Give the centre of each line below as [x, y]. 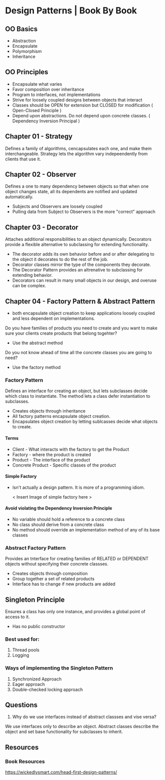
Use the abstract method [37, 343]
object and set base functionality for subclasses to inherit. [64, 732]
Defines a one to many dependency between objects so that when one [77, 186]
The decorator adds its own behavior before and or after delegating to [83, 254]
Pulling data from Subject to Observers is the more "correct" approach [84, 212]
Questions [21, 705]
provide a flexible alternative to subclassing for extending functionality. [77, 245]
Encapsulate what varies [37, 84]
